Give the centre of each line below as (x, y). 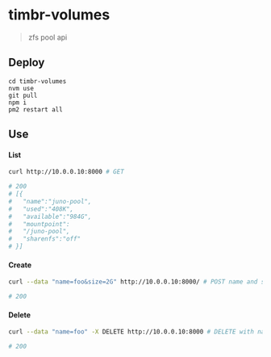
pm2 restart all (35, 109)
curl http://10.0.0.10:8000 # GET (67, 172)
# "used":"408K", (41, 209)
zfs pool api (48, 37)
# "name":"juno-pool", (50, 201)
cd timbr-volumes (38, 81)
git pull (23, 95)
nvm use (21, 88)
